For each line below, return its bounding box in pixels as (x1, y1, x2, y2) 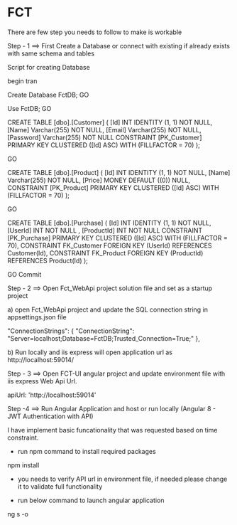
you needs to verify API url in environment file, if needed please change (17, 474, 228, 483)
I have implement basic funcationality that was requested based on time (7, 425, 218, 434)
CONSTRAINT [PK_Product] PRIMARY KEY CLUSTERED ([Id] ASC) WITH (7, 183, 219, 192)
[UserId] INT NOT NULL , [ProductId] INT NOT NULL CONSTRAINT (7, 226, 203, 235)
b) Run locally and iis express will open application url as (7, 348, 172, 356)
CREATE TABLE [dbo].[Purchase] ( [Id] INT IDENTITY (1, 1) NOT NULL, (7, 218, 211, 227)
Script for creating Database (7, 63, 90, 71)
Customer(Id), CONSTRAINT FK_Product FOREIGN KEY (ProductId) (7, 248, 204, 257)
